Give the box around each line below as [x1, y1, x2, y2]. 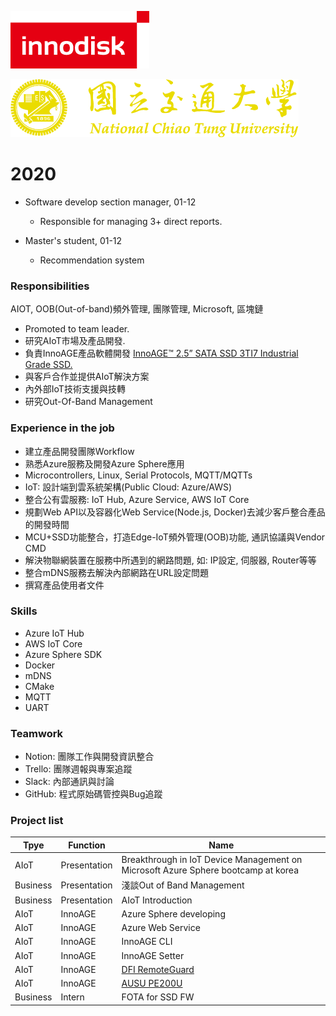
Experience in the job [10, 421, 115, 435]
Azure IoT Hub [24, 627, 85, 639]
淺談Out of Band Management [121, 879, 245, 891]
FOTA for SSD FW [121, 991, 195, 1003]
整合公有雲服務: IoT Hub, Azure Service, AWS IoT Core [24, 493, 250, 505]
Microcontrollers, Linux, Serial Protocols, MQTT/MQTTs [24, 469, 253, 481]
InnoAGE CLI [121, 936, 173, 948]
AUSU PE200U [121, 977, 183, 990]
